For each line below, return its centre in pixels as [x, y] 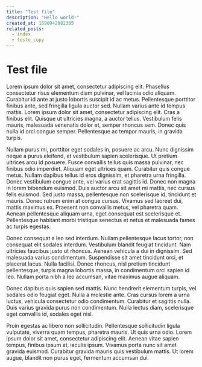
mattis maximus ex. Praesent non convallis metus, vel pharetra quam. [92, 207]
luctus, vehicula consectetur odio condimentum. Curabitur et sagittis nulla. [99, 301]
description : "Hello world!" [43, 18]
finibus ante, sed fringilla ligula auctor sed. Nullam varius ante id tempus [96, 106]
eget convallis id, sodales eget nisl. [50, 314]
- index [21, 34]
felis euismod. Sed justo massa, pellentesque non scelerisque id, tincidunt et [101, 194]
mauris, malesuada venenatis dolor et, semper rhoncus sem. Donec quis [96, 125]
